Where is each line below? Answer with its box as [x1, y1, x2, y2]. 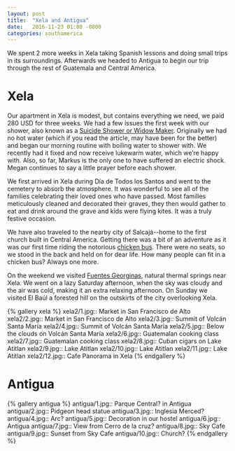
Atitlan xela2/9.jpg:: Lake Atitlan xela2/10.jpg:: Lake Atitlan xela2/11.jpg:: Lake [7, 345, 227, 353]
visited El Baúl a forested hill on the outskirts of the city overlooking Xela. [7, 293, 218, 302]
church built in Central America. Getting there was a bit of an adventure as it [7, 235, 227, 244]
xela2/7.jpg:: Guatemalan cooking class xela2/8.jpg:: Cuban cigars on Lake [7, 337, 222, 345]
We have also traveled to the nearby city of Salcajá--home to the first [7, 228, 207, 237]
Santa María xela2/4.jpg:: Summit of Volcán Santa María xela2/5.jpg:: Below [7, 322, 225, 331]
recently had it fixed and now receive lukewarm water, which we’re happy [7, 148, 219, 158]
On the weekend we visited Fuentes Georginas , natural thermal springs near [7, 271, 227, 280]
